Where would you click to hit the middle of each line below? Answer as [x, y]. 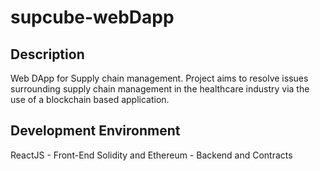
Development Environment [95, 131]
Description [47, 54]
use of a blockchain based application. [90, 99]
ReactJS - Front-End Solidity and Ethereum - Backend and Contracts [151, 155]
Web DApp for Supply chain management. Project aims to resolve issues [159, 78]
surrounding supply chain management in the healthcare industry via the [160, 89]
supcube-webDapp [92, 17]
